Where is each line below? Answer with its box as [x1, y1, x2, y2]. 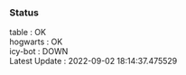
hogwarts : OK [9, 36, 63, 47]
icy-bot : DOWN [9, 46, 69, 57]
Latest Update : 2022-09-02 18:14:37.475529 [9, 56, 178, 67]
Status [9, 6, 39, 19]
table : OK [9, 27, 47, 38]
